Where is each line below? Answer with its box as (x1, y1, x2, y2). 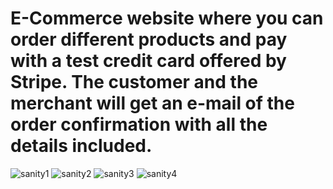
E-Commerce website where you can (10, 7, 324, 30)
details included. (10, 135, 153, 157)
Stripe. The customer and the (10, 71, 258, 94)
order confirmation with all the (10, 113, 268, 136)
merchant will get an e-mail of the (10, 92, 295, 115)
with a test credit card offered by (10, 50, 287, 72)
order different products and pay (10, 28, 288, 51)
